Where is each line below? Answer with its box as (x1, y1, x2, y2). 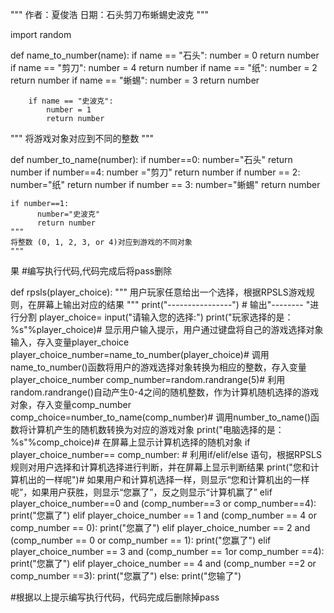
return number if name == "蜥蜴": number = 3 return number (10, 74, 260, 86)
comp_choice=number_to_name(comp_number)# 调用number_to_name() (10, 411, 311, 423)
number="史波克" (36, 209, 101, 219)
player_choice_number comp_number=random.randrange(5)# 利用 (10, 374, 286, 385)
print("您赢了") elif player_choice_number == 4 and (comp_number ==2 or (10, 558, 317, 569)
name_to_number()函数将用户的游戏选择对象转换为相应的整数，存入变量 (10, 361, 307, 373)
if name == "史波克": (28, 96, 114, 106)
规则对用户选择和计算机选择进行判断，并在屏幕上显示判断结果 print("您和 (10, 461, 311, 473)
